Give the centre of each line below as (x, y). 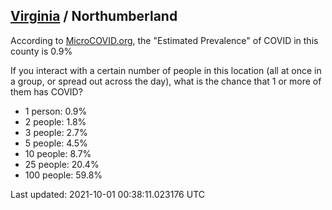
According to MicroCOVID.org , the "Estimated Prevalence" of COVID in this (164, 40)
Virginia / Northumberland (94, 16)
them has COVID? (46, 91)
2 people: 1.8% (55, 121)
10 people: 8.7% (58, 153)
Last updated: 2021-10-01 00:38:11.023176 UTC (107, 194)
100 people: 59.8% (63, 175)
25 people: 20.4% (62, 164)
